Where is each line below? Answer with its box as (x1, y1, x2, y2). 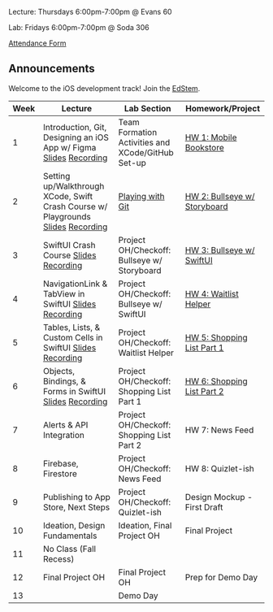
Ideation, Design (43, 519, 106, 531)
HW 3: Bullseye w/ (184, 244, 255, 255)
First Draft (184, 501, 223, 513)
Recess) (43, 553, 75, 564)
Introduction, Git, (43, 121, 107, 132)
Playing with (118, 190, 165, 202)
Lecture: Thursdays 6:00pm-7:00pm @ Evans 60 (8, 7, 172, 16)
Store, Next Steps (43, 501, 110, 513)
